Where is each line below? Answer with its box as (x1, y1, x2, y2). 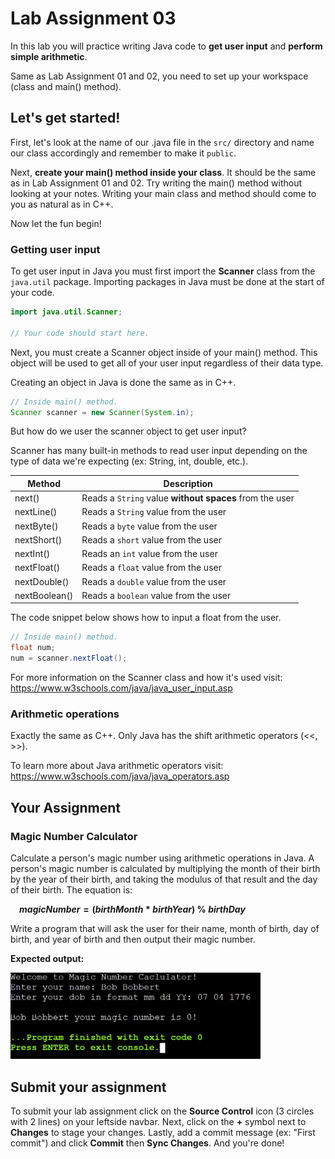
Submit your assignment (10, 1078, 167, 1096)
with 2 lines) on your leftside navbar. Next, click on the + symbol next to (10, 1116, 307, 1128)
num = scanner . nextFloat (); (10, 653, 128, 664)
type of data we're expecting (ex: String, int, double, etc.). (10, 455, 249, 467)
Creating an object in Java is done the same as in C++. (10, 376, 237, 388)
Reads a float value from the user (81, 562, 222, 574)
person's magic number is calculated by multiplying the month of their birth (10, 863, 321, 875)
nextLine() (14, 506, 58, 518)
